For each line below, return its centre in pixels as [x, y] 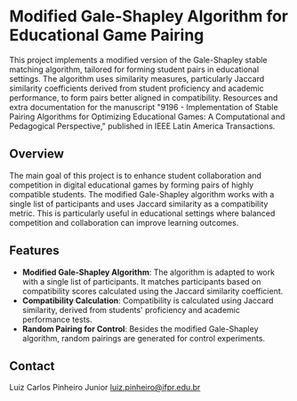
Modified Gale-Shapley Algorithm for [149, 16]
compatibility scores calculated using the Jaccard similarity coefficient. [153, 291]
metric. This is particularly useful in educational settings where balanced [142, 213]
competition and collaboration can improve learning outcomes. [124, 222]
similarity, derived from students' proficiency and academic [131, 309]
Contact [32, 366]
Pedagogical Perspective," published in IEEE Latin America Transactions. [142, 125]
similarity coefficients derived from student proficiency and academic [136, 88]
